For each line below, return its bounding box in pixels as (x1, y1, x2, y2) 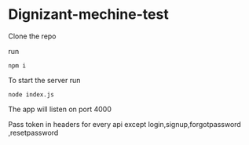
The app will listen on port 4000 (8, 104, 112, 114)
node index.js (8, 90, 55, 99)
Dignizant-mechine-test (8, 5, 169, 24)
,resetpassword (8, 128, 59, 137)
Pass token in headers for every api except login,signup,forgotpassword (8, 119, 241, 129)
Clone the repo (8, 31, 57, 41)
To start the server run (8, 75, 81, 85)
